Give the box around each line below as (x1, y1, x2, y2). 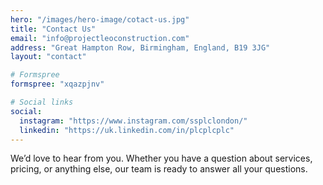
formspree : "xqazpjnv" (10, 79, 105, 90)
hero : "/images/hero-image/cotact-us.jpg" (10, 14, 190, 25)
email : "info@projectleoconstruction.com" (10, 33, 190, 43)
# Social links (10, 97, 74, 107)
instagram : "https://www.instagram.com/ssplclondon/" (19, 116, 248, 126)
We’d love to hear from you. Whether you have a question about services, (10, 152, 313, 165)
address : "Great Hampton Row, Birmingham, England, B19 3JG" (10, 42, 271, 53)
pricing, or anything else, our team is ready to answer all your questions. (10, 163, 308, 175)
